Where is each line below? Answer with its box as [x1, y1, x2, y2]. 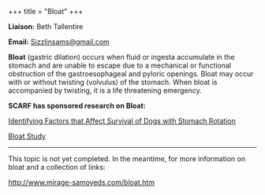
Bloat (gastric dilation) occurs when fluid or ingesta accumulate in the [8, 53, 235, 61]
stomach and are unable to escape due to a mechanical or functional [8, 61, 231, 70]
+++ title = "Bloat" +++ [8, 7, 84, 16]
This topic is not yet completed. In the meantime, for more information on [8, 154, 246, 164]
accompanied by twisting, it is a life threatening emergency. [8, 86, 203, 95]
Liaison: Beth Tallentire [8, 22, 84, 31]
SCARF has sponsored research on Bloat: [8, 101, 146, 110]
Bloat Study [8, 131, 46, 141]
